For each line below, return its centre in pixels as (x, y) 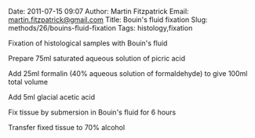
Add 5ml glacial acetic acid (52, 97)
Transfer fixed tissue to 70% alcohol (67, 127)
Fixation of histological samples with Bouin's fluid (88, 43)
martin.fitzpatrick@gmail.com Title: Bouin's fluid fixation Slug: (108, 20)
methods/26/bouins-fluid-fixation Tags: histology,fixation (100, 28)
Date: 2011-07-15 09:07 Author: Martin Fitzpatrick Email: (99, 11)
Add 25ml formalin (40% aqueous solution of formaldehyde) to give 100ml (128, 73)
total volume (28, 82)
